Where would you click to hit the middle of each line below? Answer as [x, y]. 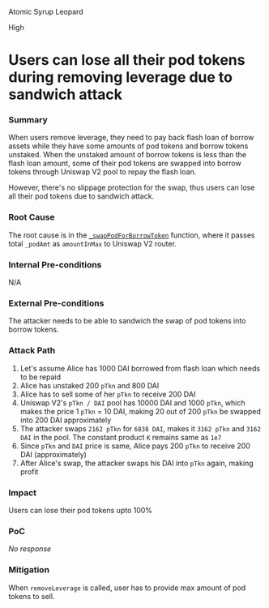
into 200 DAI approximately [66, 420]
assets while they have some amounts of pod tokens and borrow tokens [128, 146]
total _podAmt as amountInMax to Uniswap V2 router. [92, 243]
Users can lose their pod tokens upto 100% [80, 510]
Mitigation [29, 570]
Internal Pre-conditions [55, 264]
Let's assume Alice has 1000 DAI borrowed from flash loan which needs [140, 368]
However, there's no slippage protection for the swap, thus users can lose [132, 188]
